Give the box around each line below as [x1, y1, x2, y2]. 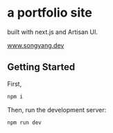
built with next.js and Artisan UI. [7, 28, 98, 36]
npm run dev [7, 119, 42, 126]
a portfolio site [7, 5, 92, 21]
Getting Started [7, 61, 76, 73]
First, [7, 80, 22, 88]
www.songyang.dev [7, 41, 64, 49]
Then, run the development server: [7, 105, 107, 114]
